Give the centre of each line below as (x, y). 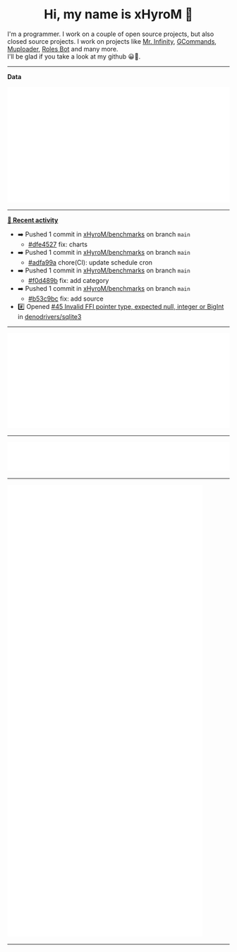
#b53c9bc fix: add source (66, 299)
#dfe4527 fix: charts (58, 245)
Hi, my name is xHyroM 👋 (119, 14)
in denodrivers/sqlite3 (49, 317)
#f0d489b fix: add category (68, 281)
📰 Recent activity (33, 220)
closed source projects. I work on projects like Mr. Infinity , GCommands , (112, 41)
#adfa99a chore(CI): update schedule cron (90, 263)
